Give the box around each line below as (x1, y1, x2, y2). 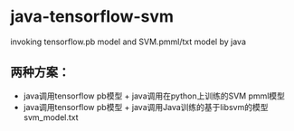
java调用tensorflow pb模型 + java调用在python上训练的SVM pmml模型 (23, 90, 286, 101)
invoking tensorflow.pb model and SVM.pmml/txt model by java (10, 36, 247, 47)
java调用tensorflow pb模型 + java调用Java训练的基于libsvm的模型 (23, 101, 269, 112)
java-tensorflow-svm (10, 6, 175, 27)
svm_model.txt (23, 111, 80, 123)
